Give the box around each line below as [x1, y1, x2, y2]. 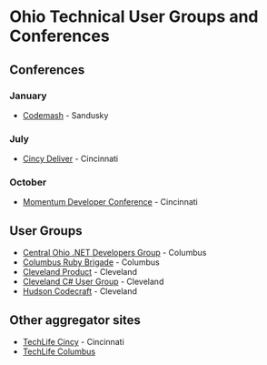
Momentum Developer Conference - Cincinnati [22, 197, 198, 208]
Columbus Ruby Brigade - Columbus [22, 257, 161, 268]
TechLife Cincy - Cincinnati [22, 337, 124, 348]
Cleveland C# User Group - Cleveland [22, 276, 164, 288]
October [9, 176, 47, 188]
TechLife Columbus [22, 346, 96, 357]
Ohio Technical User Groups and [9, 6, 259, 27]
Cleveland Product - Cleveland [22, 267, 138, 278]
